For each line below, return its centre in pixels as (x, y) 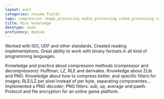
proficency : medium (25, 32)
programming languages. (30, 56)
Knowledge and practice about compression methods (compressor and (77, 66)
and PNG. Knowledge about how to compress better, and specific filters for (81, 76)
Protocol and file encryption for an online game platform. (62, 91)
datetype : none (20, 28)
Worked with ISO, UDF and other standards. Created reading (66, 46)
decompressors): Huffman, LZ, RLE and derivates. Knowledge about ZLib (79, 71)
